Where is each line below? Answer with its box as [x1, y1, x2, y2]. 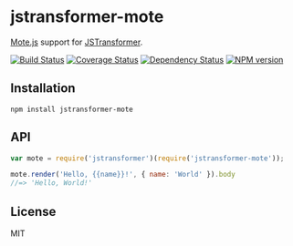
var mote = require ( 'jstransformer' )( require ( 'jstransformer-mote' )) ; [10, 153, 285, 163]
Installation [10, 80, 76, 97]
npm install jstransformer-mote [10, 105, 133, 114]
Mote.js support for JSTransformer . [10, 36, 143, 47]
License [10, 203, 57, 220]
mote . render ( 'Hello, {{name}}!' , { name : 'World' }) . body [10, 170, 235, 179]
